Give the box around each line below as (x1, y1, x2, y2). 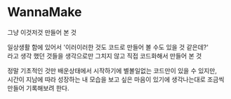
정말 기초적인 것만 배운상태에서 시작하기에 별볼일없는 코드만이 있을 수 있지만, (7, 66, 218, 75)
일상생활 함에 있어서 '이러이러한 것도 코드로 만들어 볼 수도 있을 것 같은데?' (7, 43, 209, 51)
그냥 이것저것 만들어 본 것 (7, 28, 77, 36)
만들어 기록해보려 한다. (7, 84, 70, 92)
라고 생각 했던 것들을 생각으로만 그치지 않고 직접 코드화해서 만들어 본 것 (7, 52, 202, 60)
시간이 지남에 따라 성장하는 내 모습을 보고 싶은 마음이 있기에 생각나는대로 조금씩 (7, 75, 225, 84)
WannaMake (7, 4, 82, 20)
